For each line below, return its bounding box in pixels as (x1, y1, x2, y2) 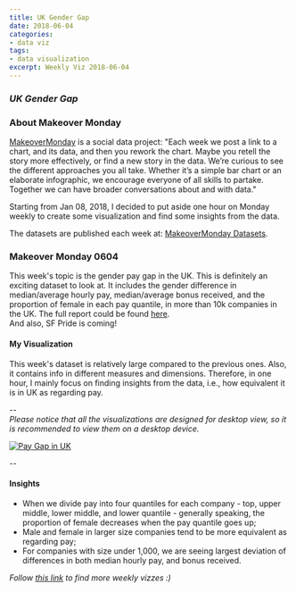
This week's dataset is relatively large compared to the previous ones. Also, (9, 358, 287, 369)
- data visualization (9, 54, 90, 63)
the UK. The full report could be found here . (9, 309, 170, 320)
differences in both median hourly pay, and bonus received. (21, 554, 243, 565)
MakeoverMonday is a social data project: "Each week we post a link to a (9, 137, 278, 147)
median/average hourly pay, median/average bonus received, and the (9, 289, 266, 300)
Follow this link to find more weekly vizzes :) (9, 572, 171, 583)
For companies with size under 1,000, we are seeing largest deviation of (21, 546, 287, 556)
